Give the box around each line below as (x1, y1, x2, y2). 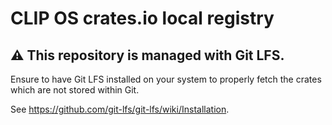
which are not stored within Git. (10, 84, 140, 96)
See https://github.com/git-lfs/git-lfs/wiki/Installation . (10, 103, 230, 115)
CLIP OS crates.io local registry (10, 7, 275, 30)
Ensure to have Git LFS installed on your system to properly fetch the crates (10, 73, 322, 85)
